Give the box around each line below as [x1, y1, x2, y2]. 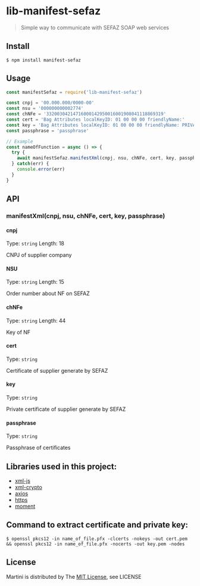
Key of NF [6, 329, 31, 336]
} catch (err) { [11, 161, 49, 167]
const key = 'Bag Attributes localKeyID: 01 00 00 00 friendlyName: [6, 122, 180, 128]
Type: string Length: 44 [6, 317, 66, 324]
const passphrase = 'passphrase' [6, 127, 89, 134]
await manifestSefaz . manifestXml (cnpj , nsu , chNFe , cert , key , [17, 155, 177, 161]
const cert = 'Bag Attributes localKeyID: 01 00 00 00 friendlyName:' [6, 116, 185, 123]
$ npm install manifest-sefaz [6, 57, 82, 63]
